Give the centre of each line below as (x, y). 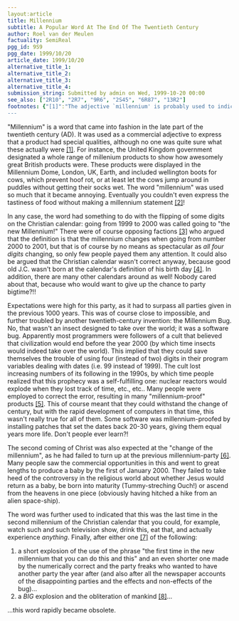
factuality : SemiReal (39, 41)
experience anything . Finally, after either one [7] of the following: (102, 537)
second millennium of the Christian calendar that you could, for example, (114, 522)
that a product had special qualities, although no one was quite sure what (115, 142)
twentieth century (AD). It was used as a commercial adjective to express (115, 134)
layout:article (30, 14)
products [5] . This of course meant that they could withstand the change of (118, 403)
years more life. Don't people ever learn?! (68, 434)
